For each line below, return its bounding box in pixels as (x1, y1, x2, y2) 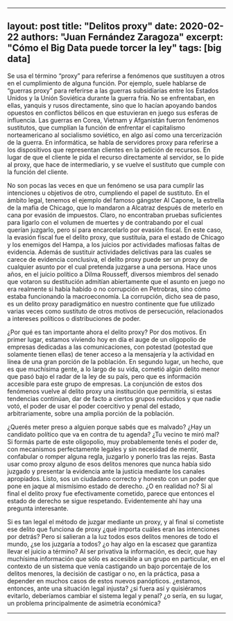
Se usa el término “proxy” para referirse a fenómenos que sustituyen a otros (7, 71, 225, 80)
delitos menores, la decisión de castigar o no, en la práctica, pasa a (7, 569, 200, 578)
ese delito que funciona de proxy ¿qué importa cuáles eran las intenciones (7, 525, 221, 533)
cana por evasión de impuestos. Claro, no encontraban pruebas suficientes (7, 210, 223, 219)
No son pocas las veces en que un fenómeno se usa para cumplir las (7, 181, 205, 189)
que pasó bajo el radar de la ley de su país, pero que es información (7, 372, 202, 380)
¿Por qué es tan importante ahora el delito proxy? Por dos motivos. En (7, 328, 207, 336)
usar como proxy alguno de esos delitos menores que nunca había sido (7, 459, 212, 468)
